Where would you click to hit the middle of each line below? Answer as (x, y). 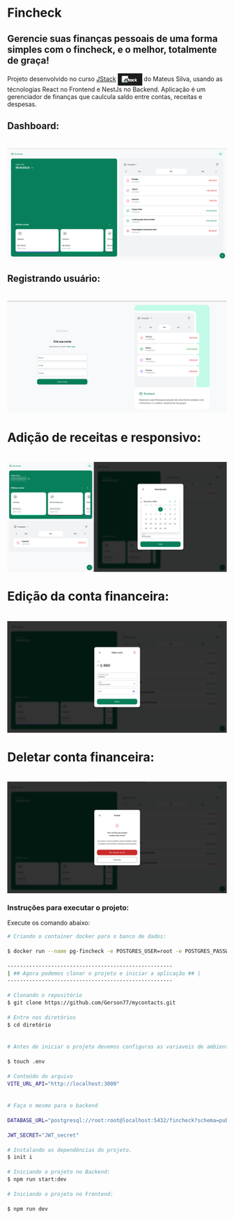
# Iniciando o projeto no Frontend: (60, 1194)
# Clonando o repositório (45, 996)
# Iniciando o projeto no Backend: (59, 1172)
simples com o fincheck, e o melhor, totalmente (112, 49)
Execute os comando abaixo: (49, 923)
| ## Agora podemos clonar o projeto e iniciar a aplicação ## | (104, 973)
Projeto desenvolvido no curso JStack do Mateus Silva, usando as (115, 79)
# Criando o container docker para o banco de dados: (87, 936)
